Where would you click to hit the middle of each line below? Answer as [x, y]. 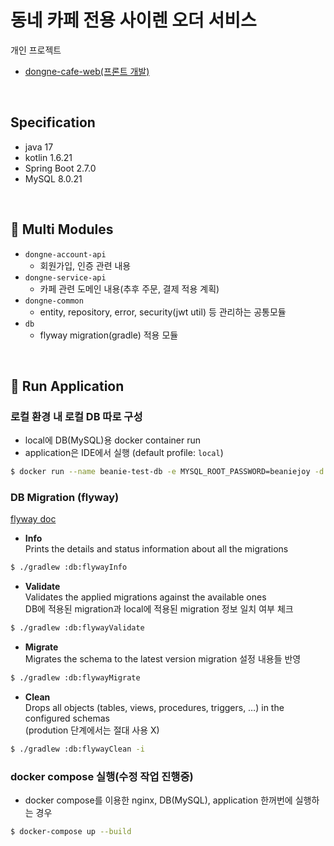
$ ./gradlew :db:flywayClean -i [77, 749]
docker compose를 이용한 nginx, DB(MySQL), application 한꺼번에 [158, 800]
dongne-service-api [65, 277]
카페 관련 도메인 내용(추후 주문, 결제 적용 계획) [129, 288]
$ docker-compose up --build [71, 832]
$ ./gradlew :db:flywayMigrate [75, 678]
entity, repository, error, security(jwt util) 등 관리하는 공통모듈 [163, 312]
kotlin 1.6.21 [48, 157]
